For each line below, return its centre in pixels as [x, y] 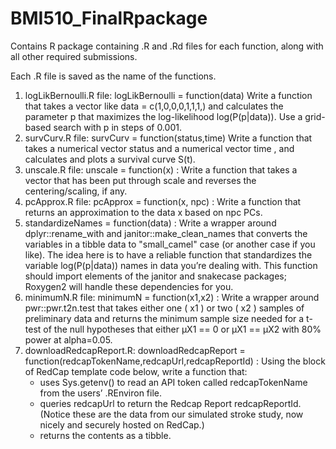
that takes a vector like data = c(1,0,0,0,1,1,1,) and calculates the [154, 106]
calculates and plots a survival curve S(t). [110, 159]
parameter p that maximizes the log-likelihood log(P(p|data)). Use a [163, 116]
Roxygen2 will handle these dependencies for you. [129, 286]
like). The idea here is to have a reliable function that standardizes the [168, 254]
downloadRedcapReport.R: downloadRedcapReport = [135, 350]
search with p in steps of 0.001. [117, 127]
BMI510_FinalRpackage [109, 18]
